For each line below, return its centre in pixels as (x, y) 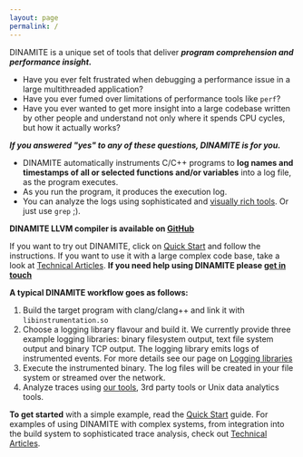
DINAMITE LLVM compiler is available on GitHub (102, 228)
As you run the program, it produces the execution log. (125, 191)
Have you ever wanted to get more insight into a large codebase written (156, 108)
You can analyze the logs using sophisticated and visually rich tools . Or (156, 201)
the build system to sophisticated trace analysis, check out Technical (138, 433)
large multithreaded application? (83, 89)
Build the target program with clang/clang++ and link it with (133, 310)
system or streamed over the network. (94, 377)
